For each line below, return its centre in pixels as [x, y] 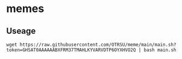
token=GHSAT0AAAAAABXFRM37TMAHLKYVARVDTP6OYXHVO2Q [71, 50]
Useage [21, 31]
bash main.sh [160, 50]
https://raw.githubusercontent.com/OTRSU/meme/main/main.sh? [98, 45]
